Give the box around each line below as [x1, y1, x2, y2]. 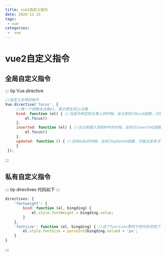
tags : [5, 16, 16, 21]
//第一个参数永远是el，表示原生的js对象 [16, 106, 88, 111]
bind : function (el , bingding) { [23, 206, 92, 211]
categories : [5, 26, 30, 31]
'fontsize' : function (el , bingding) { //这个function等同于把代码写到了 [14, 224, 161, 229]
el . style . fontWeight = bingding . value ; [31, 210, 114, 215]
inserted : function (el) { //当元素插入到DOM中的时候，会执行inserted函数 [16, 125, 162, 130]
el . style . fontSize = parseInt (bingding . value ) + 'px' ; [23, 229, 138, 234]
